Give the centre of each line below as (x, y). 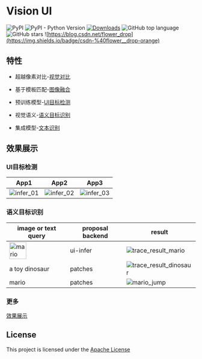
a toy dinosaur (29, 269)
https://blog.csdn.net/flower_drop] (90, 34)
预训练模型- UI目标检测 (43, 102)
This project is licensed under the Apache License (68, 349)
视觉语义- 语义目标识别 (43, 115)
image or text (37, 228)
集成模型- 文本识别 (37, 127)
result (160, 232)
